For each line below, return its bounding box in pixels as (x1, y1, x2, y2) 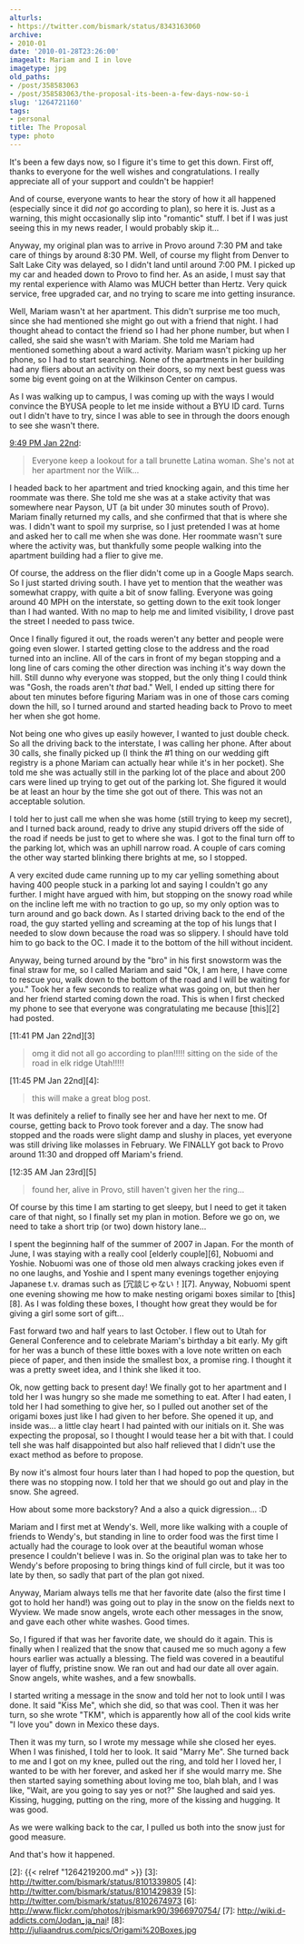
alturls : (9, 13, 43, 23)
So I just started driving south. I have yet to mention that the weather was (9, 577, 283, 588)
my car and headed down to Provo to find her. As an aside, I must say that (9, 269, 286, 280)
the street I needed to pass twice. (9, 615, 135, 627)
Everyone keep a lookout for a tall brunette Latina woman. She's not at (31, 455, 295, 466)
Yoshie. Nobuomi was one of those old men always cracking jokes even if (9, 1257, 285, 1268)
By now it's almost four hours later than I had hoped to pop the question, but (9, 1466, 295, 1477)
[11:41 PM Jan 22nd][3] (9, 1030, 95, 1041)
